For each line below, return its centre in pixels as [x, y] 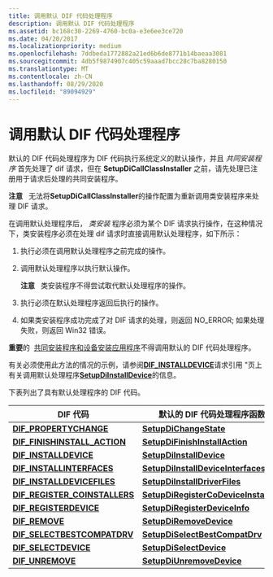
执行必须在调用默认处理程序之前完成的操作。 [95, 251]
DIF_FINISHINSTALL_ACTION [69, 442]
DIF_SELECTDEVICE [52, 548]
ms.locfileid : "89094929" [52, 92]
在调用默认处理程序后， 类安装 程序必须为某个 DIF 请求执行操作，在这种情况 [135, 224]
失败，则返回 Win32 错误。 [65, 330]
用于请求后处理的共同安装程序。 [69, 179]
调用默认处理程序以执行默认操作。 [77, 269]
